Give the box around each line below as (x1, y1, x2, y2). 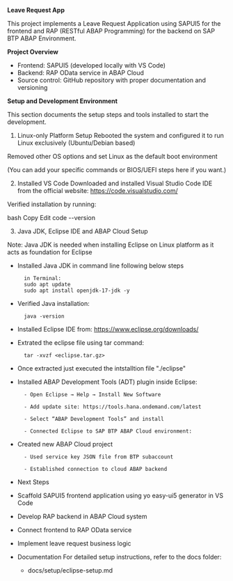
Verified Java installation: (17, 300, 90, 307)
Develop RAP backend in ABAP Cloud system (17, 512, 147, 520)
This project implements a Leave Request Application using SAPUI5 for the (7, 20, 221, 27)
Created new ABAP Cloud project (17, 440, 113, 448)
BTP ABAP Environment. (7, 34, 77, 42)
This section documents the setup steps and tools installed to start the (7, 111, 209, 118)
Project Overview (7, 48, 59, 56)
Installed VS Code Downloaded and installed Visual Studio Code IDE (17, 179, 213, 187)
